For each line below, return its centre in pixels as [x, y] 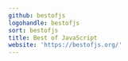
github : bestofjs [37, 15]
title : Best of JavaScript [53, 38]
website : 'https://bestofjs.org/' [66, 45]
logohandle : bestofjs [44, 23]
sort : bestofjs [33, 30]
